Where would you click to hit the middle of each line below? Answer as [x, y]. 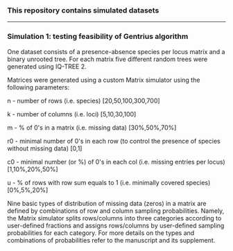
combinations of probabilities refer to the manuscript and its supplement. [111, 240]
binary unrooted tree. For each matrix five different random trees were [107, 59]
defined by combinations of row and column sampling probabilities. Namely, [116, 211]
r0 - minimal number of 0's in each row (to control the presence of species [114, 141]
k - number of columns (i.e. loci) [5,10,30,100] [72, 114]
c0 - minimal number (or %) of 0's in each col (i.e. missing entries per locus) [116, 162]
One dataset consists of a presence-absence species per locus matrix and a [116, 51]
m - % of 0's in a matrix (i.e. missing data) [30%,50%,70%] [92, 128]
